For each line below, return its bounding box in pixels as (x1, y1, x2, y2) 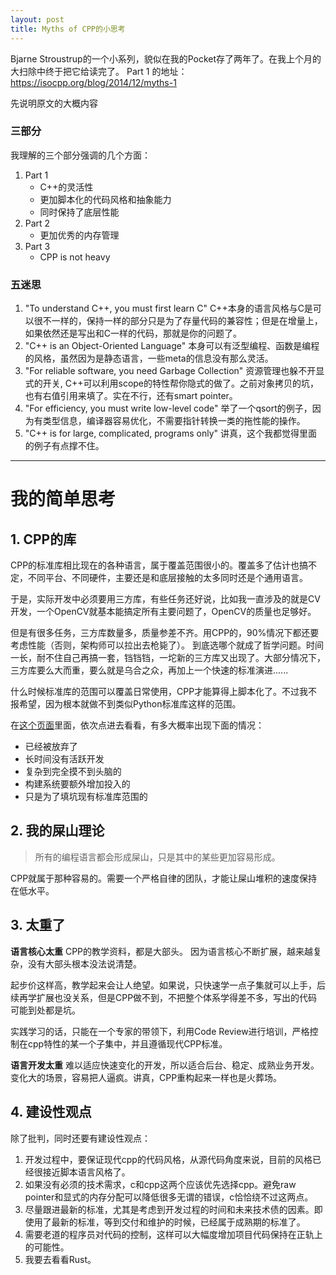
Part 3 (24, 240, 51, 252)
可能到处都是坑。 (10, 1004, 81, 1016)
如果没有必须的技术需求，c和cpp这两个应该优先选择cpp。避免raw (24, 1178, 297, 1190)
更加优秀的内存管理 (39, 229, 120, 241)
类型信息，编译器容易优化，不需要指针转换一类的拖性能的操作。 (42, 415, 306, 427)
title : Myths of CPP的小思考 (10, 24, 126, 34)
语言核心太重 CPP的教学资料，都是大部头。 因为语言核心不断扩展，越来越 (10, 945, 313, 957)
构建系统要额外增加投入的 (24, 778, 131, 790)
